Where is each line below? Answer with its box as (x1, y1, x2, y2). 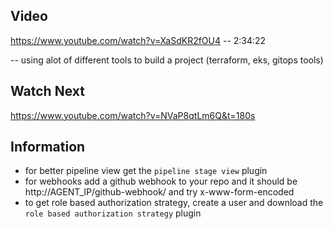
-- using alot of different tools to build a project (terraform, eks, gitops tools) (10, 54, 324, 66)
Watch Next (10, 83, 85, 100)
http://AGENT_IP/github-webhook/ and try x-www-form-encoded (24, 186, 295, 198)
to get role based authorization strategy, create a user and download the (24, 197, 324, 209)
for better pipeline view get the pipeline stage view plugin (24, 165, 268, 177)
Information (10, 139, 86, 156)
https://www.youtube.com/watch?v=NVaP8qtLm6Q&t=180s (10, 109, 256, 121)
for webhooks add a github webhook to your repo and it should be (24, 175, 298, 188)
